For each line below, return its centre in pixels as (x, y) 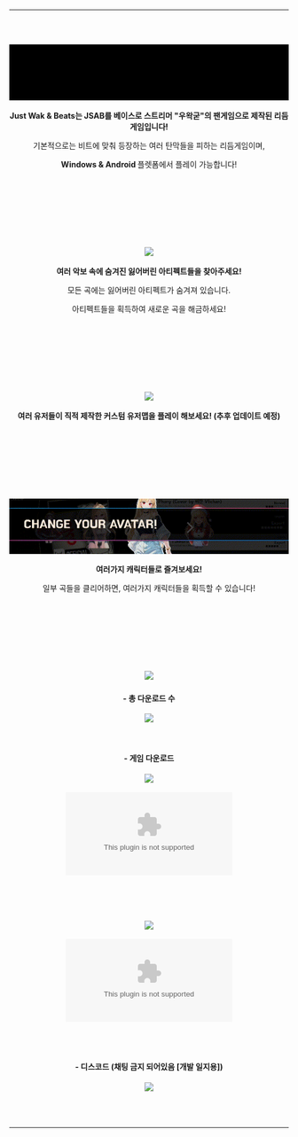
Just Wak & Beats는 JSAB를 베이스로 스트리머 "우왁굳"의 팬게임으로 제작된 (141, 115)
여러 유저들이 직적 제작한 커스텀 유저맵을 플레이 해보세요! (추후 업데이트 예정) (149, 416)
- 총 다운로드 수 (149, 698)
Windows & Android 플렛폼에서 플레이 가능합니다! (149, 164)
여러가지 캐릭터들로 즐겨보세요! (149, 570)
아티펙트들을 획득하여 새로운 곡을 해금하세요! (149, 308)
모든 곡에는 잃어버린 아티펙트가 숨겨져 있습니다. (149, 290)
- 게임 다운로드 (149, 759)
